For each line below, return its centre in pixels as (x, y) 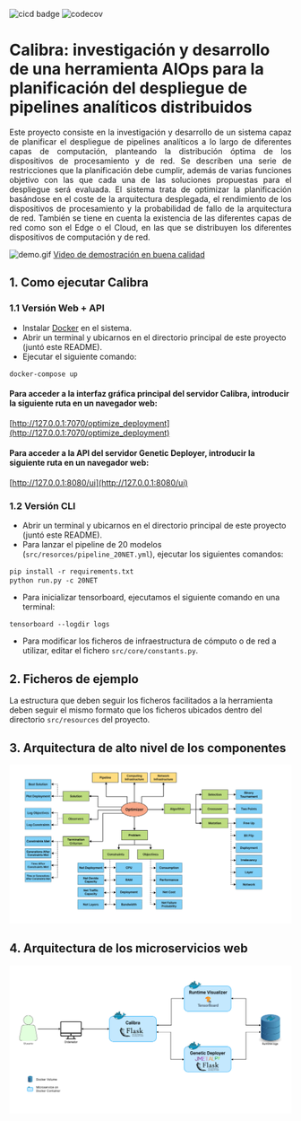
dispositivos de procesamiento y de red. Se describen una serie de (150, 161)
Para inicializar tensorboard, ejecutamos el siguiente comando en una (151, 598)
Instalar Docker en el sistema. (77, 328)
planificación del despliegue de (129, 88)
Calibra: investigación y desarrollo (140, 50)
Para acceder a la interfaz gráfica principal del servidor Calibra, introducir (149, 394)
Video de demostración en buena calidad (129, 254)
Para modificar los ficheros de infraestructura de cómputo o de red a (149, 641)
